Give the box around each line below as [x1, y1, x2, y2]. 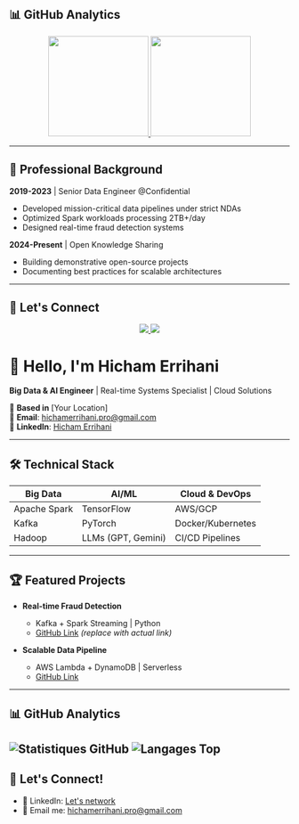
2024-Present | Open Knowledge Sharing [9, 239, 164, 249]
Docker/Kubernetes [174, 518, 256, 530]
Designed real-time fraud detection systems [21, 222, 184, 233]
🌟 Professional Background [9, 162, 163, 177]
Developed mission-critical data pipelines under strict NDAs [21, 203, 242, 214]
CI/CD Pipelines [174, 532, 241, 544]
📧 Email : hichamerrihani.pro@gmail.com [9, 412, 158, 423]
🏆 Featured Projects [9, 573, 126, 588]
